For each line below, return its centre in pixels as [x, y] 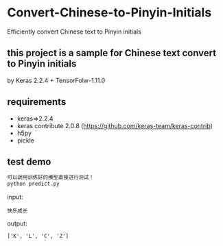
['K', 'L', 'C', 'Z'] [38, 236]
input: [15, 197]
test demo [29, 161]
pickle [25, 140]
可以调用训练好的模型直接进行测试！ [51, 177]
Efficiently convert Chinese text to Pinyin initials [74, 32]
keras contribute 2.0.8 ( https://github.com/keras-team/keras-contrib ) [115, 125]
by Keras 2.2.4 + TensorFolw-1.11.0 [56, 80]
